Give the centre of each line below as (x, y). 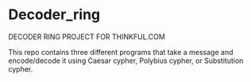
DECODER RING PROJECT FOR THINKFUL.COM (87, 37)
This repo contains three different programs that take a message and (121, 52)
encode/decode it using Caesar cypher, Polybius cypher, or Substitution (126, 61)
